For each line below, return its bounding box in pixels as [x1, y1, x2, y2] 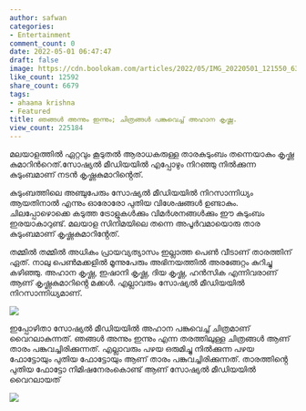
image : [9, 65, 35, 74]
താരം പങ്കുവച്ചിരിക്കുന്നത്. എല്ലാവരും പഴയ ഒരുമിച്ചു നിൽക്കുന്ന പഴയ [9, 344, 255, 354]
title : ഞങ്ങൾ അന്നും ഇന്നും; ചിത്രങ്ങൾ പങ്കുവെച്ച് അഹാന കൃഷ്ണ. [9, 115, 238, 124]
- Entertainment [9, 30, 71, 39]
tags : [9, 89, 30, 98]
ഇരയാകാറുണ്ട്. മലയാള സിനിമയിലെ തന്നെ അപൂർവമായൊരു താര [9, 218, 260, 229]
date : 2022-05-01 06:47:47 [9, 47, 112, 57]
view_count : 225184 [9, 124, 84, 133]
